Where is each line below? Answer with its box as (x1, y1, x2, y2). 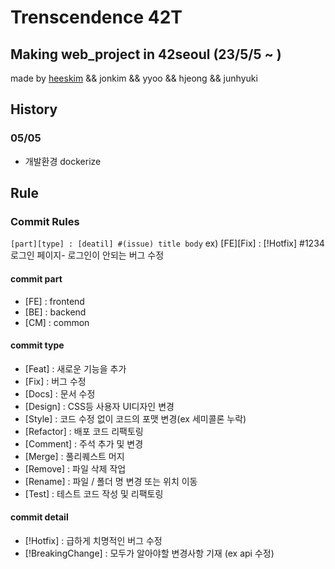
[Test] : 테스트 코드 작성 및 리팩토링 (24, 487, 164, 500)
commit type (10, 339, 65, 351)
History (10, 101, 58, 118)
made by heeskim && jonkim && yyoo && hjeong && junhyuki (10, 72, 258, 84)
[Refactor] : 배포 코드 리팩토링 (24, 425, 144, 437)
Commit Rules (10, 215, 80, 228)
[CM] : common (24, 316, 90, 328)
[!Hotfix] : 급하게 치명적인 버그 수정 (24, 534, 163, 546)
